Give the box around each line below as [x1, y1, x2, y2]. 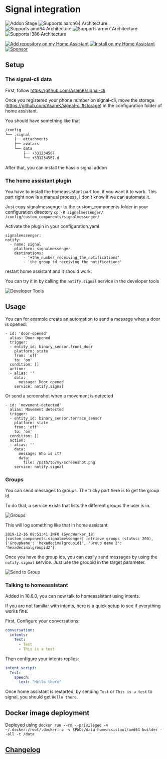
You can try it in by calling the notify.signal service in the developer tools [5, 278, 159, 284]
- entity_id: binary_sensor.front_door [10, 344, 93, 349]
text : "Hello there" [18, 679, 62, 684]
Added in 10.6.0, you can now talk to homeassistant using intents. [5, 593, 140, 599]
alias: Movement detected [10, 407, 64, 412]
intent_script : [5, 665, 37, 670]
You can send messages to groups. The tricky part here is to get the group [5, 488, 159, 494]
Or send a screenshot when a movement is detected [5, 392, 114, 399]
